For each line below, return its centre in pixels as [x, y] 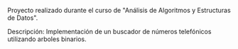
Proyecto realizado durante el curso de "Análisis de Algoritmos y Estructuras [119, 10]
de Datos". [23, 18]
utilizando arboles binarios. [47, 39]
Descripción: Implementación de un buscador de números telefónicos [109, 32]
